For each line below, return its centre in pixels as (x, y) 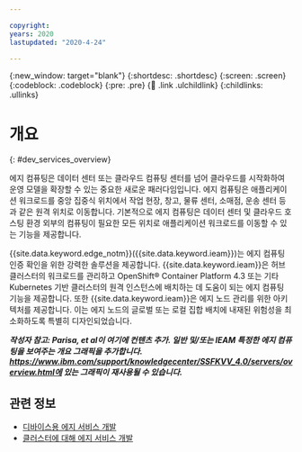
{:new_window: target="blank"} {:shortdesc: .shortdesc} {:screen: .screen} (148, 76)
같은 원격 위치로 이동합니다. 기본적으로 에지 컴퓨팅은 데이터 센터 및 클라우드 (151, 212)
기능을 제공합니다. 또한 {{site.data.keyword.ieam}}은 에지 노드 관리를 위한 (140, 299)
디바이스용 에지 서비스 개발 (69, 427)
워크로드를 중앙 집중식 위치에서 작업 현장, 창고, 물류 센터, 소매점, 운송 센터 (147, 201)
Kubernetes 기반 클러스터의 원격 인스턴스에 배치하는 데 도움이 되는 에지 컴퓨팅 (147, 287)
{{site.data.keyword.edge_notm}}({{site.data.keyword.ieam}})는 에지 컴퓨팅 (147, 254)
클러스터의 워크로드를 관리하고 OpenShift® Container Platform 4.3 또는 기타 (144, 276)
